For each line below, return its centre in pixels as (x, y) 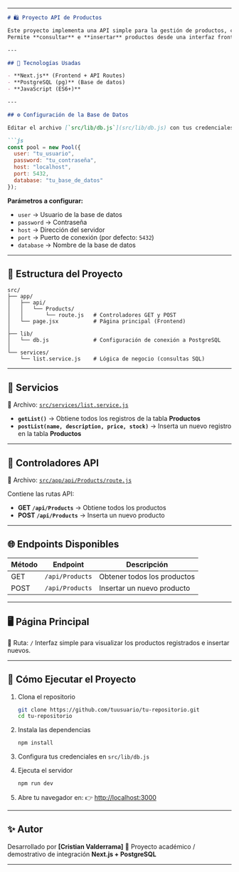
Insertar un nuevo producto (145, 588)
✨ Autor (25, 830)
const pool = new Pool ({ (44, 147)
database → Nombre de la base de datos (77, 245)
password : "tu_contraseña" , (55, 161)
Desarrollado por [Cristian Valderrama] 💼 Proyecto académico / (101, 846)
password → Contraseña (52, 222)
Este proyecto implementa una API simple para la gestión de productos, (117, 30)
